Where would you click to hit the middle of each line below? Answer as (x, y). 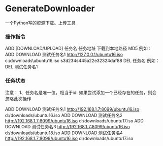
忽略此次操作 (18, 98)
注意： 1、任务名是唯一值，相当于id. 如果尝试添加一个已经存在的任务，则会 (81, 92)
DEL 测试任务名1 (22, 67)
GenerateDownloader (50, 9)
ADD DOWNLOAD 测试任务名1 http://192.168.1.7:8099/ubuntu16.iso (72, 109)
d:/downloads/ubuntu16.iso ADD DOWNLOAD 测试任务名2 (64, 115)
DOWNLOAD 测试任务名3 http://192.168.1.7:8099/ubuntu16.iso (67, 126)
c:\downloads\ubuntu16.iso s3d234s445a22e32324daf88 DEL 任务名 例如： (82, 61)
